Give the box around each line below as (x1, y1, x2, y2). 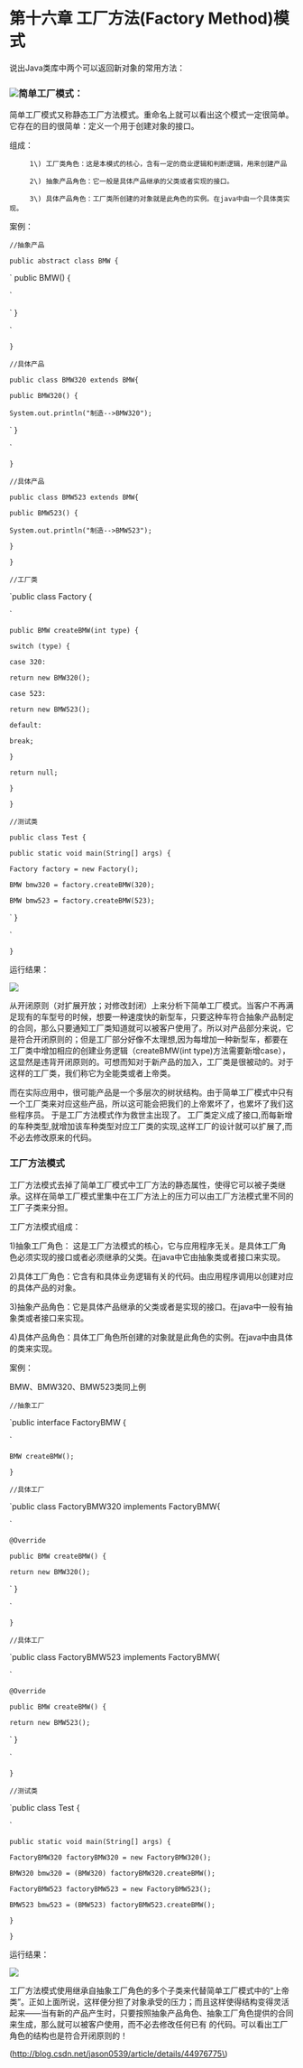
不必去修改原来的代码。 (9, 1132, 96, 1143)
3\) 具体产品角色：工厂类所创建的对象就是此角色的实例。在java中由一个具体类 (29, 195, 284, 204)
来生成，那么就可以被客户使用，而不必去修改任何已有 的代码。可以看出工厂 (9, 2018, 289, 2029)
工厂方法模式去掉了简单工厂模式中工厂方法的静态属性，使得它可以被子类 (9, 1179, 278, 1190)
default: (9, 721, 42, 730)
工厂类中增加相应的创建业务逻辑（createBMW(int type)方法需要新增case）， (9, 1045, 290, 1056)
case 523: (9, 690, 47, 699)
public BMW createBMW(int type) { (9, 626, 140, 635)
